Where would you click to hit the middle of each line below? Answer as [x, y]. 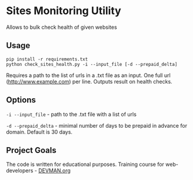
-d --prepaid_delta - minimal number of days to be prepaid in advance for [96, 125]
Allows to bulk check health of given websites [62, 27]
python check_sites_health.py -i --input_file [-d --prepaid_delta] [92, 64]
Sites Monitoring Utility [64, 11]
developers [20, 171]
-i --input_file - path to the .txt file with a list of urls [71, 114]
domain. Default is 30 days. [39, 132]
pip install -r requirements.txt [47, 59]
